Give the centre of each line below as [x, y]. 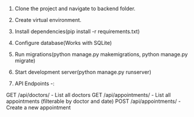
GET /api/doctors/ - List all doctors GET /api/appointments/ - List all [88, 95]
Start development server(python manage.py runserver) [83, 72]
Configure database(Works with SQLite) [63, 43]
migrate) [25, 61]
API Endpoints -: [35, 83]
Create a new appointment [38, 108]
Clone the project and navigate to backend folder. [75, 9]
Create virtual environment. [48, 20]
